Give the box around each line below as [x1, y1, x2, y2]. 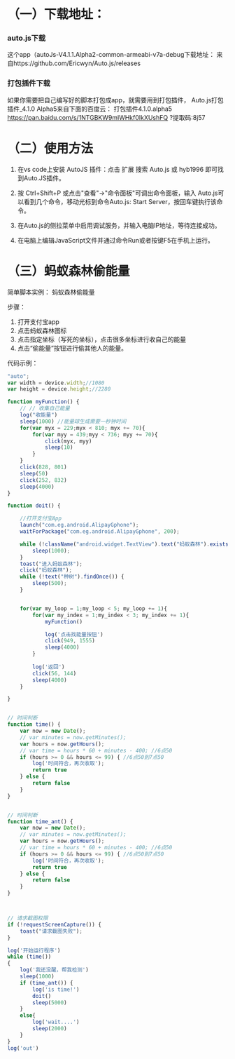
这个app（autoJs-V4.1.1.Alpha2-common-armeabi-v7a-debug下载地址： [7, 50, 215, 59]
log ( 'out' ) [7, 1044, 39, 1052]
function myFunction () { [7, 398, 80, 405]
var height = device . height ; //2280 [7, 386, 111, 393]
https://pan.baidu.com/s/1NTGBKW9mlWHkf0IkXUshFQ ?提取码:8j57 [7, 113, 206, 121]
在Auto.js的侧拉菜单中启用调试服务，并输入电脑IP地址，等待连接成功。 [17, 221, 222, 229]
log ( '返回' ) [32, 663, 65, 670]
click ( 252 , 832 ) [20, 476, 68, 484]
